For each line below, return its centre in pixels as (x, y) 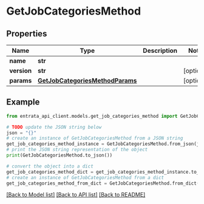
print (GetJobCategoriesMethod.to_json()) (59, 155)
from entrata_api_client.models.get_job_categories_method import (92, 116)
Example (23, 102)
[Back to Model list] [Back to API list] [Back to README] (76, 195)
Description (160, 51)
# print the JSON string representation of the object (77, 150)
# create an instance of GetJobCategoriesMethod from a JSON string (95, 138)
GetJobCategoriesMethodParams (87, 80)
